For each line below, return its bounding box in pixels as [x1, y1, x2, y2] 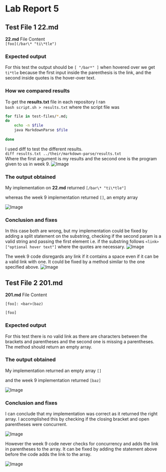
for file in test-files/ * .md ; [5, 113, 68, 119]
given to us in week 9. [5, 161, 50, 167]
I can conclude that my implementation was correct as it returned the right [5, 411, 158, 417]
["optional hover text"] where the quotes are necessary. [5, 244, 126, 250]
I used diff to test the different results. [5, 146, 83, 152]
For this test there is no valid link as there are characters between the [5, 333, 148, 339]
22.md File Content [5, 36, 45, 42]
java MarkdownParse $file [14, 128, 68, 133]
